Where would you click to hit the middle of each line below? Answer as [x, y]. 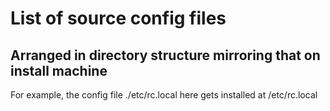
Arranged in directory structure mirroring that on [165, 55]
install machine [59, 70]
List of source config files [118, 18]
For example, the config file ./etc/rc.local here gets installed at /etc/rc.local [164, 95]
